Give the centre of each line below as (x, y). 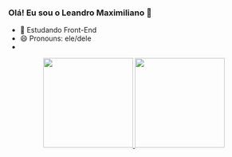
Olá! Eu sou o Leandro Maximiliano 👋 (80, 13)
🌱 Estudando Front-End (58, 30)
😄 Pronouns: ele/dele (55, 38)
